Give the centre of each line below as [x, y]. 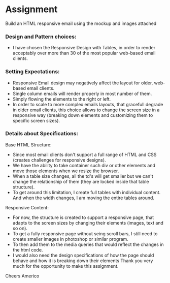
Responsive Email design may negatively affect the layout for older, [83, 83]
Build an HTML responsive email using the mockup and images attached [81, 23]
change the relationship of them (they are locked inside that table [81, 181]
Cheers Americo [22, 276]
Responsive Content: [27, 207]
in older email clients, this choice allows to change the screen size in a [86, 110]
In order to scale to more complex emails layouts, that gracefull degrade [88, 104]
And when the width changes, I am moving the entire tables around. [83, 198]
